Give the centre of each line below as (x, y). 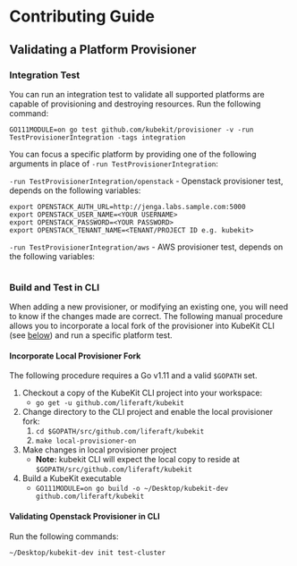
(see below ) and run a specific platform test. (91, 335)
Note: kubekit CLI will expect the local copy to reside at (137, 460)
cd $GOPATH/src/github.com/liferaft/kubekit (120, 432)
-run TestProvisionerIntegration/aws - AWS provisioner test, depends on (146, 247)
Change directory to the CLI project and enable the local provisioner (147, 412)
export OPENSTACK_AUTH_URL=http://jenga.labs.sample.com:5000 (127, 207)
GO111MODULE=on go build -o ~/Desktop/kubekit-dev (132, 489)
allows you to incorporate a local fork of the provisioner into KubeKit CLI (142, 326)
